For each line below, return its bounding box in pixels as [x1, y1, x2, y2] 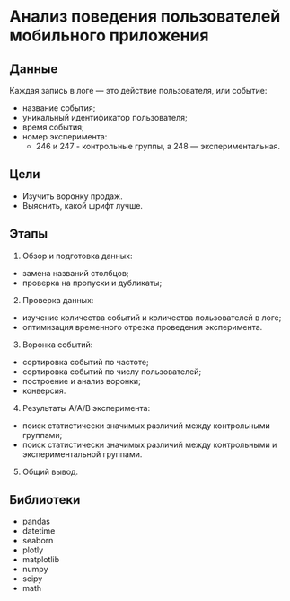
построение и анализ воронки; [22, 375, 141, 386]
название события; [22, 103, 96, 113]
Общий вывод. [22, 466, 79, 477]
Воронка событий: [22, 339, 93, 350]
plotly [22, 544, 44, 555]
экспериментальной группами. [22, 448, 143, 460]
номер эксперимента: [22, 131, 108, 141]
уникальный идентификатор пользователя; [22, 112, 188, 122]
